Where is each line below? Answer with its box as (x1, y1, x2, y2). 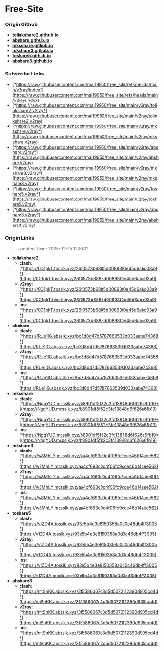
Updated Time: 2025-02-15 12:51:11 (17, 246, 88, 251)
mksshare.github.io (12, 43, 53, 49)
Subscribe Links (5, 70, 44, 77)
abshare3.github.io (12, 58, 52, 64)
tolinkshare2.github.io (12, 32, 59, 38)
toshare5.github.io (12, 53, 51, 59)
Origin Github (5, 21, 38, 28)
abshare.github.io (12, 37, 50, 43)
